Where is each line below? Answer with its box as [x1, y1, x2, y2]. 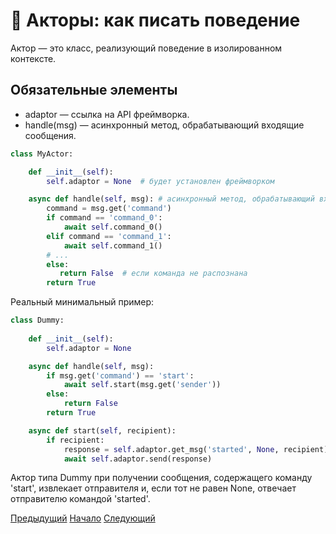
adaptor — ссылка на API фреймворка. [24, 108, 190, 120]
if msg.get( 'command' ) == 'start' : [46, 370, 195, 381]
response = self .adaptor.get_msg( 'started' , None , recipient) [63, 444, 329, 454]
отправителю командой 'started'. [10, 493, 151, 505]
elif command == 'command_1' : [46, 231, 172, 241]
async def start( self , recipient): [28, 425, 177, 436]
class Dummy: [10, 315, 65, 326]
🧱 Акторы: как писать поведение [10, 9, 301, 32]
